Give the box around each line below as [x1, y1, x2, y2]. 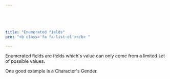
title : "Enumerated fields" [5, 29, 66, 34]
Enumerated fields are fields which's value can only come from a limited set [5, 53, 165, 59]
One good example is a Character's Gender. [5, 68, 98, 74]
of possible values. [5, 58, 45, 64]
